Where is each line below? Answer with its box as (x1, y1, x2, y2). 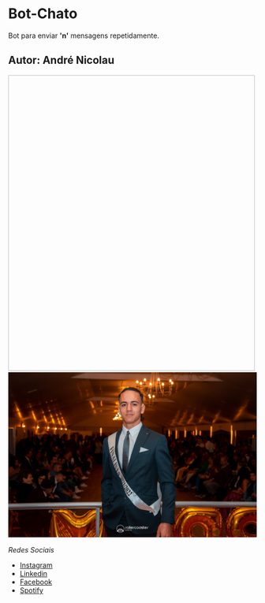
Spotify (19, 586, 43, 595)
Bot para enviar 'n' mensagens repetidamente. (8, 31, 160, 40)
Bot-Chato (8, 5, 78, 23)
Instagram (19, 560, 53, 570)
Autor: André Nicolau (8, 54, 115, 67)
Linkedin (19, 569, 48, 579)
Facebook (19, 577, 53, 587)
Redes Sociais (8, 545, 54, 555)
